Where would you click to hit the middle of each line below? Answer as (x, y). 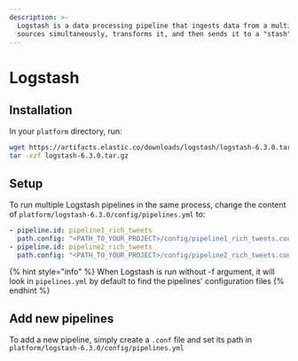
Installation (41, 110)
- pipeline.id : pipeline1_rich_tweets (81, 230)
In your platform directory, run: (66, 131)
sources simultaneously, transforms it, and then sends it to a (138, 34)
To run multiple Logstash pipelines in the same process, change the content (148, 204)
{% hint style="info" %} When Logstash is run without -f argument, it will (142, 272)
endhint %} (30, 291)
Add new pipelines (62, 318)
